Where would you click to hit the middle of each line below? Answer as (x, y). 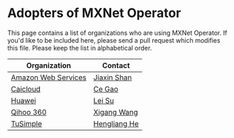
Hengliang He (116, 124)
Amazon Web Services (49, 78)
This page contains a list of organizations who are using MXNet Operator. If (117, 33)
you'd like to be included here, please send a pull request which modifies (114, 40)
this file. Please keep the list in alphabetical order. (80, 48)
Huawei (24, 100)
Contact (116, 65)
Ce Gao (106, 89)
